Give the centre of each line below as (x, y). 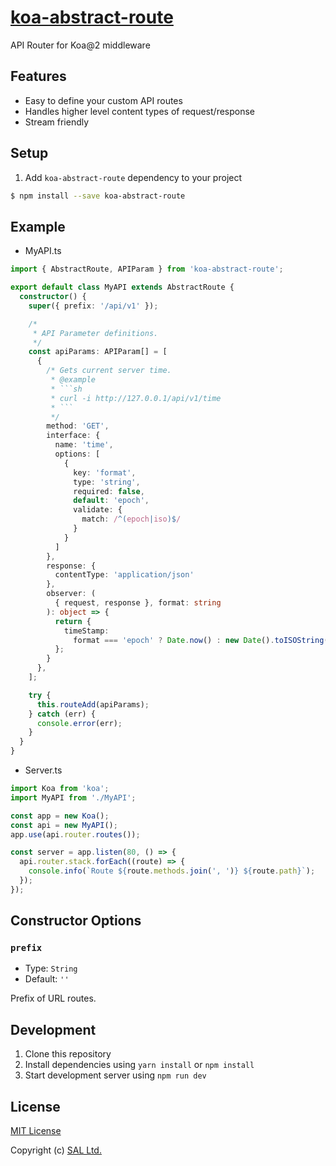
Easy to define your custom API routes (103, 100)
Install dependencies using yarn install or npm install (139, 1065)
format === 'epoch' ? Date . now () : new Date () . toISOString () (203, 640)
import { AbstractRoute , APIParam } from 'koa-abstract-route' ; (147, 269)
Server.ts (43, 770)
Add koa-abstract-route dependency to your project (133, 177)
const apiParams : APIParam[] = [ (98, 352)
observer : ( (71, 594)
